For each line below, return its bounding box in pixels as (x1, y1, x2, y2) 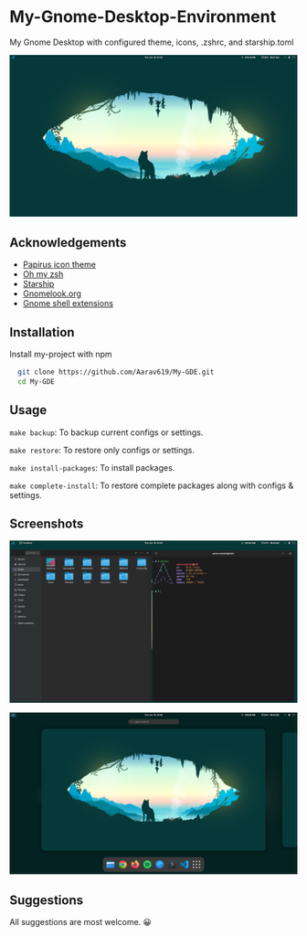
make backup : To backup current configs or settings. (9, 427, 204, 438)
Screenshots (9, 516, 84, 532)
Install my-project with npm (9, 349, 112, 360)
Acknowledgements (9, 235, 127, 250)
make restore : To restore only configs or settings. (9, 444, 195, 455)
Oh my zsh (22, 269, 64, 280)
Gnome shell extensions (22, 298, 114, 309)
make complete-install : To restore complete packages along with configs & (9, 480, 294, 491)
